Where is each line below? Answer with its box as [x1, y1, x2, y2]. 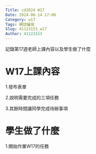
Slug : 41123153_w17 [5, 27, 47, 32]
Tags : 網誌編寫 [5, 21, 35, 27]
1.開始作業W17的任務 [5, 143, 49, 149]
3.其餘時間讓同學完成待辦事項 [5, 105, 68, 112]
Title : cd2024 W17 [5, 7, 45, 13]
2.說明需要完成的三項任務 [5, 94, 59, 100]
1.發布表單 [5, 83, 27, 90]
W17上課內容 [5, 66, 60, 77]
